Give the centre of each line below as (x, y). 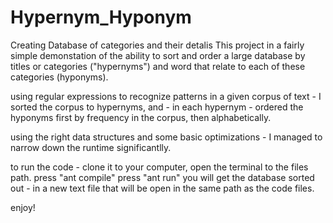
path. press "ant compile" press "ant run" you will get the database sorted (162, 177)
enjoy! (23, 207)
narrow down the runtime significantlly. (91, 147)
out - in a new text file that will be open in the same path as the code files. (162, 188)
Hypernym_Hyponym (101, 17)
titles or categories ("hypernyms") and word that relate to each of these (158, 66)
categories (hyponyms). (59, 77)
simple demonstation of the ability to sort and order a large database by (158, 55)
